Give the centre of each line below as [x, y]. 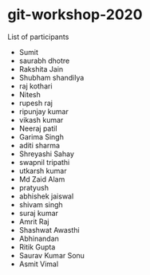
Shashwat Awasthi [49, 230]
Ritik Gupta [37, 247]
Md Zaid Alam [42, 179]
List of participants [38, 37]
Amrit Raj [34, 222]
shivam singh [41, 204]
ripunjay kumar [43, 111]
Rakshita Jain [41, 69]
